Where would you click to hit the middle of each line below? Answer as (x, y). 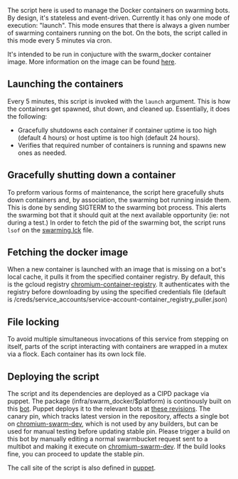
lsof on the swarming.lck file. (51, 230)
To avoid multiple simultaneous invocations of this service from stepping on (118, 339)
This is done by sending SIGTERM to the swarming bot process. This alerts (117, 207)
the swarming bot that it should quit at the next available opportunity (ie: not (118, 215)
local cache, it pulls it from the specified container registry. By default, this (116, 277)
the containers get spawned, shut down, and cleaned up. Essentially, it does (119, 109)
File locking (33, 322)
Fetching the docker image (68, 253)
